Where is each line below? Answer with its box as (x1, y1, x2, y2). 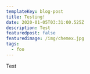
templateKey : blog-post (6, 8, 64, 15)
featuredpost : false (6, 30, 56, 36)
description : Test (6, 24, 51, 31)
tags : (6, 41, 19, 47)
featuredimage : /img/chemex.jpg (6, 36, 84, 41)
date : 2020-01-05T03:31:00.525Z (6, 19, 84, 25)
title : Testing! (6, 14, 45, 20)
